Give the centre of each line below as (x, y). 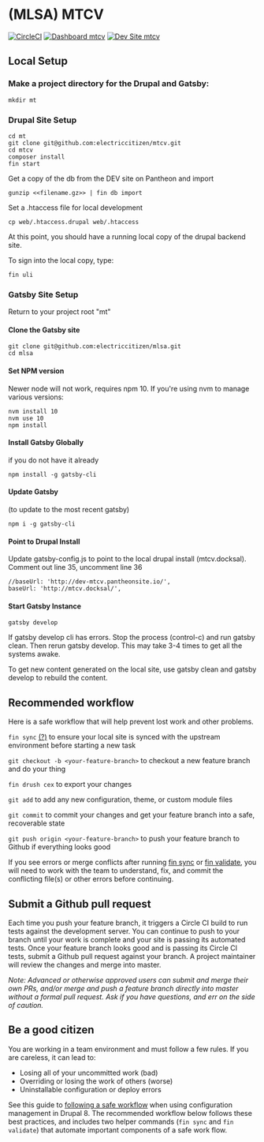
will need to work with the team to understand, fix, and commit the (116, 871)
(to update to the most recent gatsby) (69, 510)
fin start (24, 163)
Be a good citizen (51, 1030)
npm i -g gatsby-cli (42, 524)
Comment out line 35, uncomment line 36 (75, 567)
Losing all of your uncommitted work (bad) (89, 1073)
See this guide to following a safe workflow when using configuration (120, 1105)
